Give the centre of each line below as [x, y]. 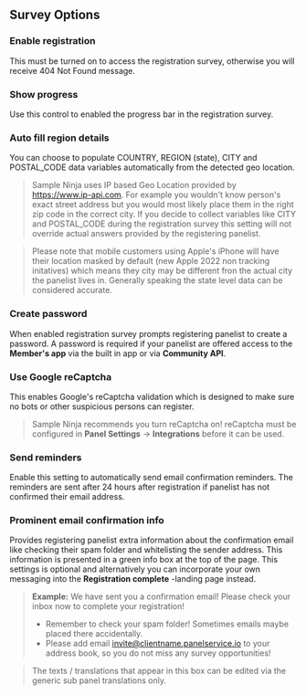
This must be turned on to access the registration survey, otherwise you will [152, 61]
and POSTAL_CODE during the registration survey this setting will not [162, 224]
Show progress [44, 94]
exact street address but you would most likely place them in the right [163, 205]
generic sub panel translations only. [99, 680]
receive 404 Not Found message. [72, 70]
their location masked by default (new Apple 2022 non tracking [151, 261]
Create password [48, 314]
